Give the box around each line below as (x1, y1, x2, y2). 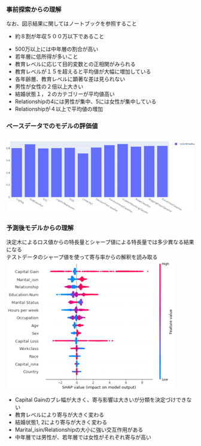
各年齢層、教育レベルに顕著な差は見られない (14, 76, 126, 83)
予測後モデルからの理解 (6, 224, 74, 232)
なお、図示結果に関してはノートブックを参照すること (6, 20, 138, 28)
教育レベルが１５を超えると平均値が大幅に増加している (14, 68, 151, 76)
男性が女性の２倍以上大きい (14, 83, 84, 91)
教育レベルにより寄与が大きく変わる (14, 411, 105, 418)
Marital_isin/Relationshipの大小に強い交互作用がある (14, 426, 144, 433)
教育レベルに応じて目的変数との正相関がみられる (14, 61, 136, 68)
